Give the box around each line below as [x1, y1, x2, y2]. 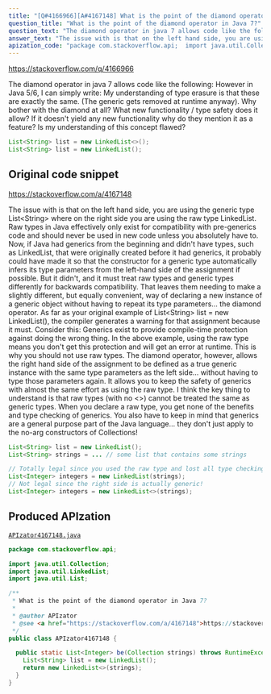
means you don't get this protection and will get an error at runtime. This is [8, 342, 256, 351]
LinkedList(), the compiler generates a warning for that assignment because [8, 316, 261, 326]
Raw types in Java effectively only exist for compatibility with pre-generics [8, 222, 256, 231]
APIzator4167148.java [8, 531, 81, 539]
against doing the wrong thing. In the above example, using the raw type [8, 333, 249, 343]
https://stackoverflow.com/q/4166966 [8, 64, 135, 73]
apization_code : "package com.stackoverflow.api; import [8, 42, 207, 50]
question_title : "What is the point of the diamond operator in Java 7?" [8, 19, 262, 27]
